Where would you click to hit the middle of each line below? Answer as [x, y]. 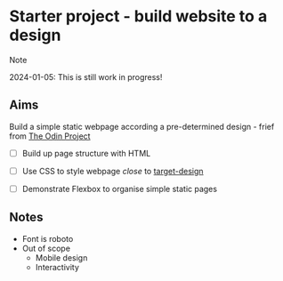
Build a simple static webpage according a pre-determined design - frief [142, 126]
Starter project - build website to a [138, 16]
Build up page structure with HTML [86, 153]
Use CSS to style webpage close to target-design [113, 171]
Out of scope [46, 248]
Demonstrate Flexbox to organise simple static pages [120, 189]
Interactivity [57, 267]
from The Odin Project [50, 136]
